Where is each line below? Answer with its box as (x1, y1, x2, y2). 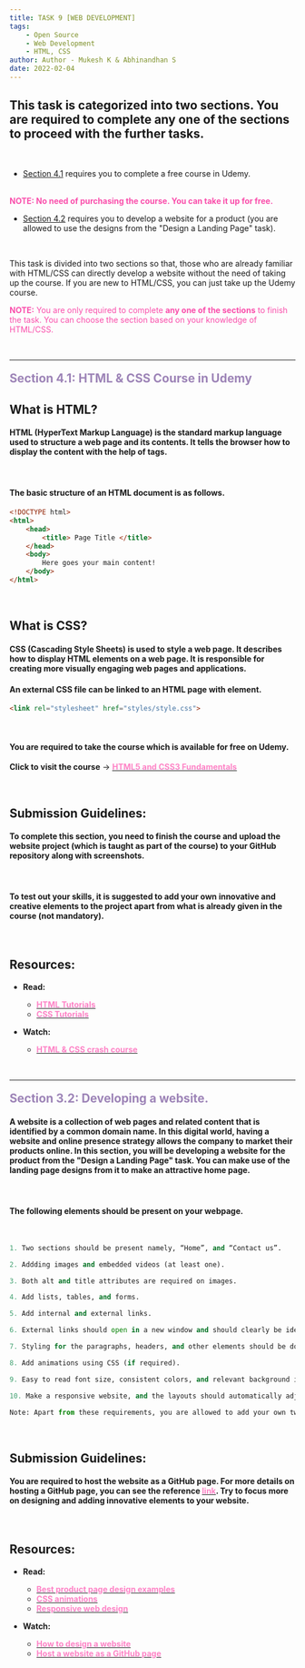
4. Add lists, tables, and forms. (9, 1293, 141, 1302)
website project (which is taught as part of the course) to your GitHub (9, 841, 277, 852)
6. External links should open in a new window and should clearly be (9, 1326, 282, 1335)
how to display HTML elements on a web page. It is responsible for (9, 652, 265, 664)
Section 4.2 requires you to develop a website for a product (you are (22, 213, 279, 224)
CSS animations (35, 1593, 98, 1604)
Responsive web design (35, 1602, 129, 1613)
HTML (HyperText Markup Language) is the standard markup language (9, 427, 282, 438)
